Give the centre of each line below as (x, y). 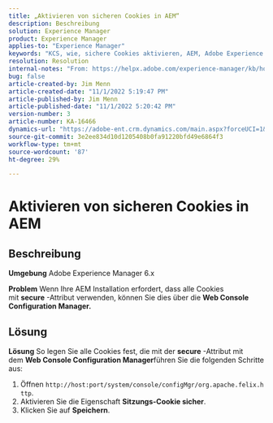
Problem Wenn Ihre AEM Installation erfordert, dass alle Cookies (116, 289)
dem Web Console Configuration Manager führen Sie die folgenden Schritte (136, 360)
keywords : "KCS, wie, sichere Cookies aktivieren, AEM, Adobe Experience (136, 54)
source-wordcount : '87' (49, 152)
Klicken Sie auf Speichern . (65, 410)
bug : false (27, 76)
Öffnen (32, 384)
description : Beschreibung (54, 24)
